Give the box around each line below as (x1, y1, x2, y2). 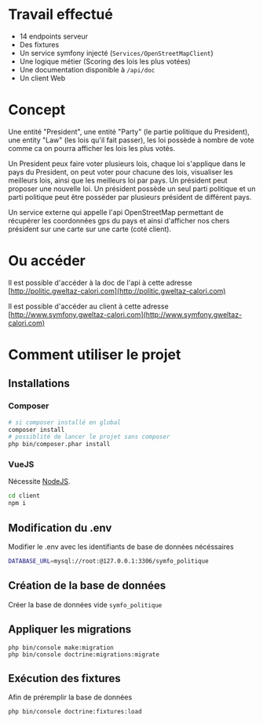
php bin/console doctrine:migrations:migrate (8, 651, 159, 658)
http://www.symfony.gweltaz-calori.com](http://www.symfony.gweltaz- (10, 309, 243, 319)
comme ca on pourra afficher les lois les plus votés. (8, 143, 175, 153)
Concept (8, 101, 66, 119)
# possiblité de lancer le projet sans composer (8, 433, 170, 441)
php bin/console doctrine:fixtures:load (8, 708, 143, 716)
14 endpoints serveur (19, 31, 89, 41)
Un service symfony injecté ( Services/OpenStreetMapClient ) (19, 48, 214, 57)
